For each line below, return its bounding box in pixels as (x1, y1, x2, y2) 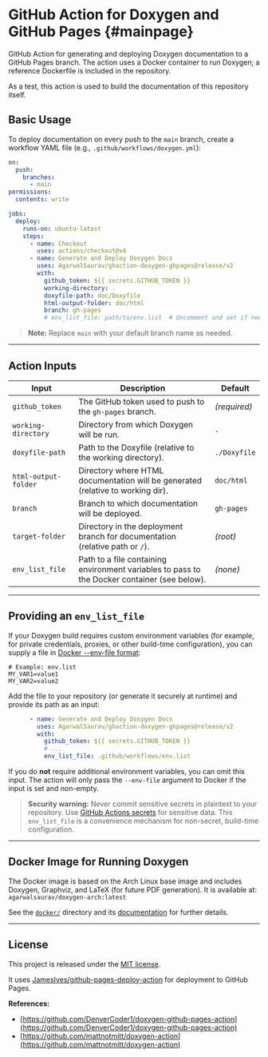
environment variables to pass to (78, 563, 201, 574)
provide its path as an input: (8, 699, 100, 709)
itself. (8, 89, 26, 99)
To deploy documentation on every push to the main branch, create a (8, 134, 235, 144)
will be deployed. (78, 507, 142, 519)
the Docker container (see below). (78, 574, 207, 585)
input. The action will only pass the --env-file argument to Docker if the (8, 775, 246, 785)
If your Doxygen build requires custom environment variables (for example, (8, 630, 254, 640)
